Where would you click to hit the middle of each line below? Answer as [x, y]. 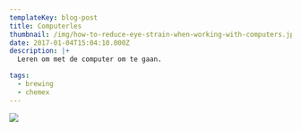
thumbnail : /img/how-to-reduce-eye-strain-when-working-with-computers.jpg [154, 34]
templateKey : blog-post [54, 17]
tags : [19, 76]
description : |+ [39, 51]
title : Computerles [46, 26]
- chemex [34, 92]
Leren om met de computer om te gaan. [90, 59]
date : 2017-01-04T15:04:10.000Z [69, 43]
